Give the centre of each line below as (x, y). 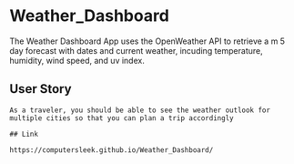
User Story (41, 89)
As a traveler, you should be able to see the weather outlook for (140, 110)
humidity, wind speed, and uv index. (77, 60)
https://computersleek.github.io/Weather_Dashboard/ (112, 150)
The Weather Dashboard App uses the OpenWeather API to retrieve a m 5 (147, 41)
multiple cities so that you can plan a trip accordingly (122, 118)
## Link (24, 134)
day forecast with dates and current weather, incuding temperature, (136, 50)
